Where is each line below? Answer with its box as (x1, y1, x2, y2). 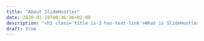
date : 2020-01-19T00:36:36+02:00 (6, 14, 91, 20)
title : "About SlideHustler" (6, 8, 80, 15)
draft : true (6, 25, 36, 32)
